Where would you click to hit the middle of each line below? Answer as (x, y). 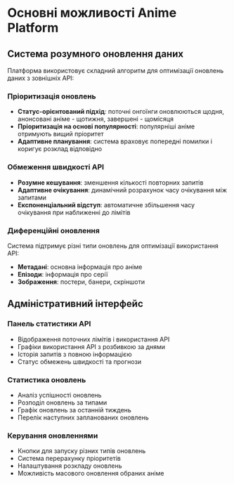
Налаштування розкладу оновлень (70, 466)
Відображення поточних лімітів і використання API (93, 339)
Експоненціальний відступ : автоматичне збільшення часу (106, 204)
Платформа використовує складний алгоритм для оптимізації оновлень (116, 71)
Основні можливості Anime (92, 13)
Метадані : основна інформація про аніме (80, 267)
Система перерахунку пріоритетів (69, 459)
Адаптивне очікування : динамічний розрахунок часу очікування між (122, 190)
